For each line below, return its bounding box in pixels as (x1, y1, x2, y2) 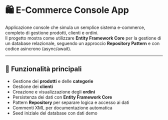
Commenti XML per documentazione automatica (12, 104, 112, 110)
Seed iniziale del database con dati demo (12, 110, 97, 116)
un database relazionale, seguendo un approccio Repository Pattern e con (5, 40, 160, 46)
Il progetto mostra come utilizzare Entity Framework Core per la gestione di (5, 35, 161, 41)
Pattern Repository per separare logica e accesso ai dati (12, 99, 129, 105)
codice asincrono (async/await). (5, 45, 71, 51)
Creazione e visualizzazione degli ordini (12, 88, 95, 94)
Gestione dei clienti (12, 83, 53, 89)
